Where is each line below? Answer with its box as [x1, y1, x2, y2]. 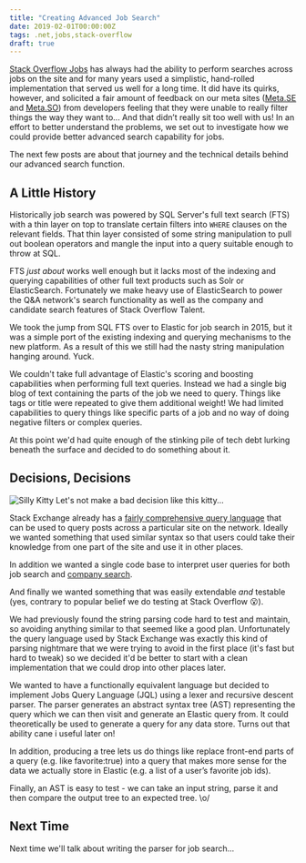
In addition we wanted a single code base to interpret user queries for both [9, 559, 291, 570]
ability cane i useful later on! [9, 727, 116, 738]
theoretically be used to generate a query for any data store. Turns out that [9, 718, 291, 729]
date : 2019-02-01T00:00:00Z [9, 22, 117, 31]
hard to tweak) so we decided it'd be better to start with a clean [9, 652, 248, 663]
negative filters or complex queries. [9, 417, 143, 428]
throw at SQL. [9, 248, 61, 259]
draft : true [9, 38, 55, 48]
